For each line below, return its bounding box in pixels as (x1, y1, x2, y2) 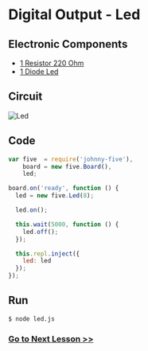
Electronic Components (8, 37, 128, 51)
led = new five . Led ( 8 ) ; (15, 192, 94, 200)
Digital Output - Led (8, 6, 141, 24)
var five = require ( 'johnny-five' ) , (8, 155, 134, 163)
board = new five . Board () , (22, 162, 112, 170)
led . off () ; (22, 228, 59, 236)
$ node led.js (8, 314, 56, 323)
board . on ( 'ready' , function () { (8, 185, 119, 193)
